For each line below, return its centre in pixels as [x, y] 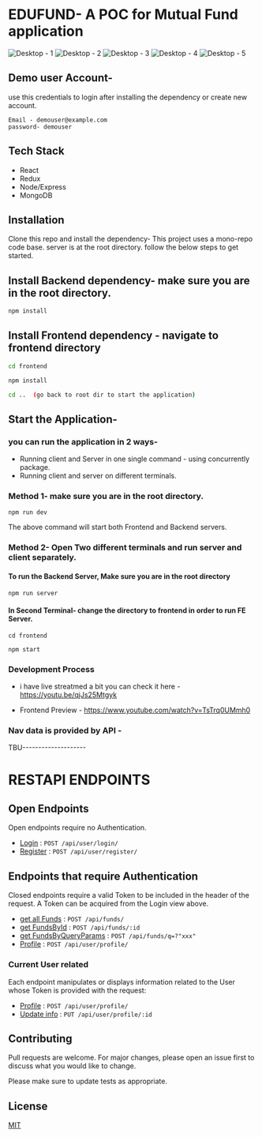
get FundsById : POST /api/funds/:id [80, 927]
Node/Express [43, 186]
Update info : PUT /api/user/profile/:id [86, 1014]
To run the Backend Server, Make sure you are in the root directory [120, 576]
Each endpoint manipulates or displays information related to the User [122, 981]
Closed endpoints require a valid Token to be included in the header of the [129, 895]
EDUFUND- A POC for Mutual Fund [123, 15]
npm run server [33, 593]
